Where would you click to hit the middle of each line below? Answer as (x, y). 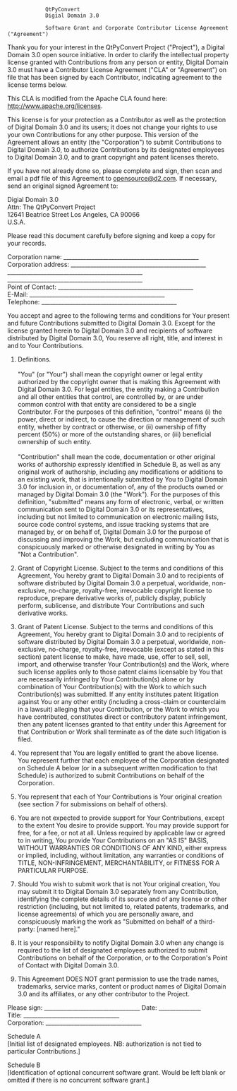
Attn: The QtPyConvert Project (51, 207)
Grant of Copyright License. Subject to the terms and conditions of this (120, 568)
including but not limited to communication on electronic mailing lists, (118, 517)
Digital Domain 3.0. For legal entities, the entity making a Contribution (118, 389)
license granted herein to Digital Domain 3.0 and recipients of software (110, 330)
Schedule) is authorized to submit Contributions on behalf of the (111, 775)
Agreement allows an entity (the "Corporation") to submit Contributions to (115, 142)
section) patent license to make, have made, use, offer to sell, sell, (114, 657)
